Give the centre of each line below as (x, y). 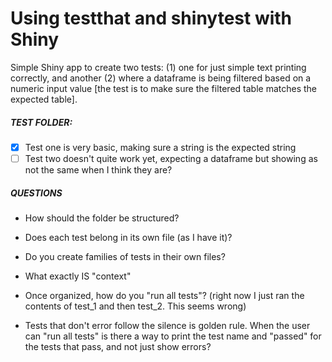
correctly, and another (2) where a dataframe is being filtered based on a (161, 78)
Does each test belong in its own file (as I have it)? (128, 237)
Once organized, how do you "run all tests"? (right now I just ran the (164, 295)
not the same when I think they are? (98, 170)
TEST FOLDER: (41, 122)
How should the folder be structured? (102, 218)
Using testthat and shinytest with (151, 18)
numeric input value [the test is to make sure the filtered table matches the (164, 88)
